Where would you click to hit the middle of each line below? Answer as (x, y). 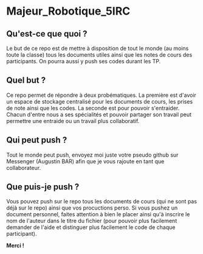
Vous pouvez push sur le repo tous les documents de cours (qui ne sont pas (102, 202)
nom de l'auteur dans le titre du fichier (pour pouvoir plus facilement (92, 221)
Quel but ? (26, 80)
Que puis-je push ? (43, 187)
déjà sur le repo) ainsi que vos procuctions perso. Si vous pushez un (92, 208)
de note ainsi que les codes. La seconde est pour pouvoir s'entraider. (93, 108)
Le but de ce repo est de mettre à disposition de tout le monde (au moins (98, 48)
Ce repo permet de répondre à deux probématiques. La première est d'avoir (101, 95)
